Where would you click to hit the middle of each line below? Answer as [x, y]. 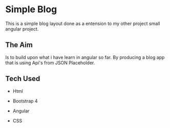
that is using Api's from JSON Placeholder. [50, 63]
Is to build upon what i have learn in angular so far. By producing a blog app [85, 57]
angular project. [22, 29]
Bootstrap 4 [25, 101]
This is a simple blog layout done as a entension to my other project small [83, 23]
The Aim [19, 45]
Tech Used [23, 79]
